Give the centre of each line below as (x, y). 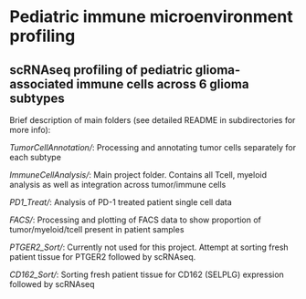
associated (42, 84)
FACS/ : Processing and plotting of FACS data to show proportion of (136, 220)
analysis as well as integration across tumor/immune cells (118, 185)
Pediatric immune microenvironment (152, 17)
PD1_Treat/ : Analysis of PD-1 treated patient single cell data (121, 202)
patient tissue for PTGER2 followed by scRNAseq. (103, 257)
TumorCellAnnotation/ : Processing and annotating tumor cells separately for (153, 147)
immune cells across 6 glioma (163, 84)
